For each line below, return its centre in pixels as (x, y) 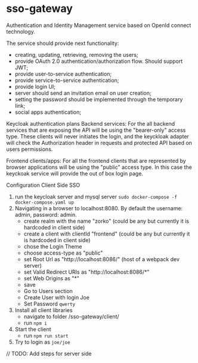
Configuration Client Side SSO (43, 185)
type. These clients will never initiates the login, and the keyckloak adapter (98, 136)
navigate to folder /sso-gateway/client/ (71, 316)
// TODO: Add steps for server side (49, 353)
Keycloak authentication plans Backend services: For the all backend (91, 123)
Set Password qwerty (49, 304)
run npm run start (46, 335)
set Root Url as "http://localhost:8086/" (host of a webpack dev (102, 259)
